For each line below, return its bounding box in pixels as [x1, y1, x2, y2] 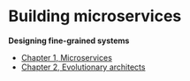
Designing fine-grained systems [8, 35, 130, 46]
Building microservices [8, 6, 182, 26]
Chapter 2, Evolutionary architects [20, 62, 146, 72]
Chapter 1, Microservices [20, 52, 112, 63]
